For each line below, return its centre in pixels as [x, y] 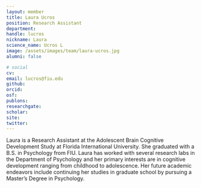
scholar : [17, 112]
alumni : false [24, 56]
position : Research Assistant [44, 23]
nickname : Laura [26, 40]
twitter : [17, 123]
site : [13, 118]
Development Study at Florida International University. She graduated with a [100, 147]
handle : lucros [25, 34]
